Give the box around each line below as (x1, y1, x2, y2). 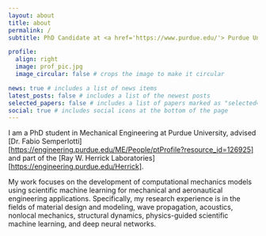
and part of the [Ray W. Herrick (8, 154, 110, 163)
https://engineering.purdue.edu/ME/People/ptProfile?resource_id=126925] (10, 145, 254, 154)
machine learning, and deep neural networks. (8, 219, 157, 229)
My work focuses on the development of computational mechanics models (8, 177, 252, 187)
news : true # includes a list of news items (8, 84, 158, 92)
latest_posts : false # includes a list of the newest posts (8, 92, 211, 100)
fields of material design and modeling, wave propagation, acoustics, (8, 203, 234, 212)
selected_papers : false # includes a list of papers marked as (8, 99, 222, 107)
